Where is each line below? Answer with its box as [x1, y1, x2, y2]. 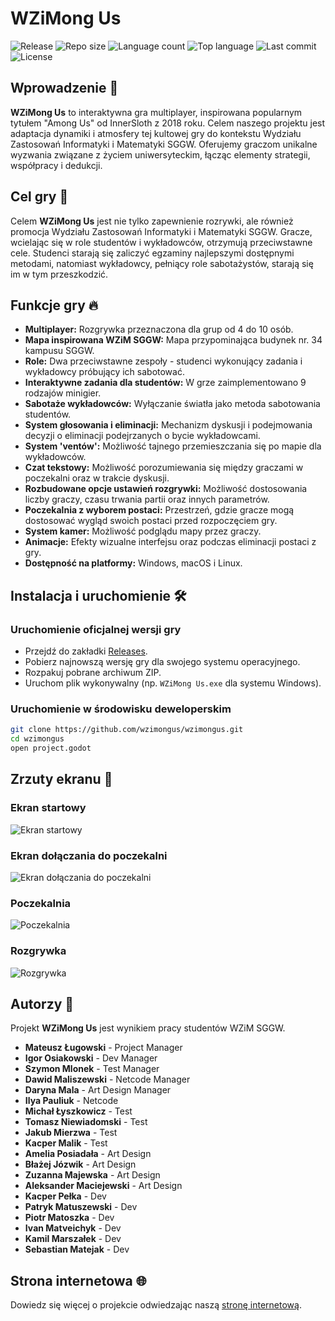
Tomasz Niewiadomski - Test [24, 1116, 148, 1128]
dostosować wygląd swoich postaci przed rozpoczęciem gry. [24, 515, 278, 527]
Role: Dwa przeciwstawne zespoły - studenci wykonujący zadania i [24, 355, 303, 367]
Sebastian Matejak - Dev [24, 1243, 130, 1256]
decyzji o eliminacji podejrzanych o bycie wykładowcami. [24, 430, 261, 442]
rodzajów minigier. [24, 387, 102, 399]
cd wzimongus [10, 734, 65, 744]
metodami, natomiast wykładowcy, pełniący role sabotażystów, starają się [10, 257, 314, 269]
